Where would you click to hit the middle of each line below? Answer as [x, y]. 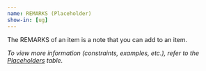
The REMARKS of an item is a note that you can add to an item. [97, 39]
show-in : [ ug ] [28, 20]
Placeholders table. [35, 60]
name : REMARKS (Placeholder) [49, 13]
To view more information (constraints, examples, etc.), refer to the [103, 53]
